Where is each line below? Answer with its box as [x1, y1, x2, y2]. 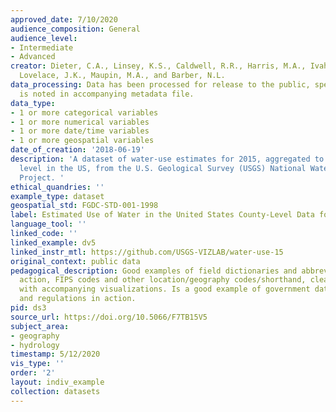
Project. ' [19, 172, 65, 183]
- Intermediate [10, 42, 74, 53]
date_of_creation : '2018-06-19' [10, 145, 145, 155]
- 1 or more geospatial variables [10, 136, 155, 146]
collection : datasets [10, 386, 101, 396]
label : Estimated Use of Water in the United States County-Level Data [10, 210, 315, 220]
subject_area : [10, 321, 70, 331]
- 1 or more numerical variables [10, 117, 150, 127]
